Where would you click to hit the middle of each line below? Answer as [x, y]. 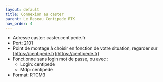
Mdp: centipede [36, 70]
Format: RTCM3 [29, 75]
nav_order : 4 [19, 24]
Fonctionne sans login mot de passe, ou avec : [60, 59]
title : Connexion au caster [35, 14]
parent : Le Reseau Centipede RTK [40, 19]
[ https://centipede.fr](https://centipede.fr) [56, 54]
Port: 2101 [23, 43]
